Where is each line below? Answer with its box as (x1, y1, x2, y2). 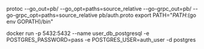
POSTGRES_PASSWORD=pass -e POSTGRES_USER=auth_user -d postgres (6, 36, 196, 43)
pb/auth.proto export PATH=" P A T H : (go (99, 11, 197, 19)
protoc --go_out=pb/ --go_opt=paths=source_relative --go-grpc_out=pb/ (6, 5, 192, 12)
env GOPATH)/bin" (6, 18, 53, 25)
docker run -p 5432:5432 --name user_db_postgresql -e (6, 30, 149, 37)
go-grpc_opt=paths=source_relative (6, 11, 98, 19)
